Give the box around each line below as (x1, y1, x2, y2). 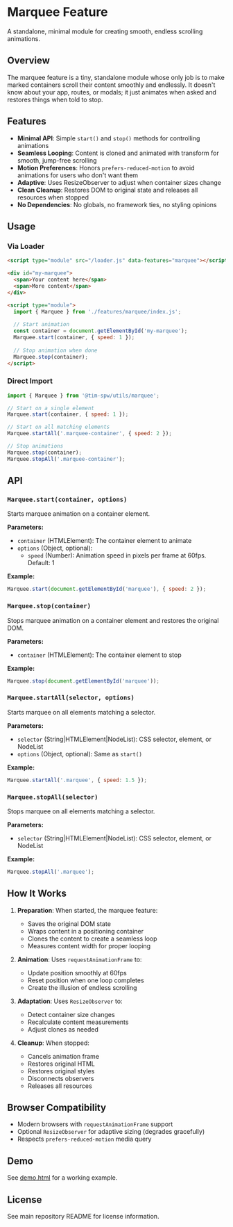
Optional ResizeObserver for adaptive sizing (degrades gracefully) (17, 1128, 205, 1136)
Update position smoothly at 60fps (27, 968, 127, 977)
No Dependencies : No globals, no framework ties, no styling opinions (17, 200, 217, 209)
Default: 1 (27, 559, 55, 567)
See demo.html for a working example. (7, 1173, 118, 1182)
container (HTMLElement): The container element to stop (17, 651, 182, 659)
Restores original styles (27, 1066, 95, 1075)
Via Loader (7, 241, 45, 251)
